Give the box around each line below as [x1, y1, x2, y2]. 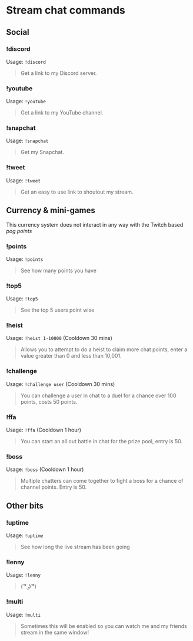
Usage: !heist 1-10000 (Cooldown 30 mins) [6, 335, 113, 342]
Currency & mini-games [6, 205, 95, 215]
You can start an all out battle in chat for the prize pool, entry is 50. [20, 438, 183, 445]
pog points [6, 227, 32, 234]
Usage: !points [6, 255, 44, 263]
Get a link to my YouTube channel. [20, 109, 104, 116]
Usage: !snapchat [6, 137, 49, 145]
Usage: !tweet [6, 176, 41, 184]
